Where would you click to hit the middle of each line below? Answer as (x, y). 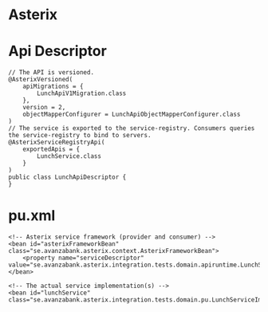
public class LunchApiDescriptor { (67, 177)
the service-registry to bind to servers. (80, 136)
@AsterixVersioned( (41, 80)
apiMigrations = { (53, 87)
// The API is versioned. (51, 73)
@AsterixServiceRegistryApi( (57, 142)
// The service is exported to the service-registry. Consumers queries (132, 128)
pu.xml (32, 216)
